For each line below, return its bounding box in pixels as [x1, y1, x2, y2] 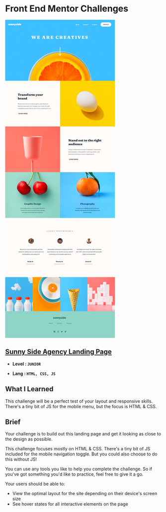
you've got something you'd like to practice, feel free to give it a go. [5, 471, 144, 477]
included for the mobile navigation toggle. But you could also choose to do [5, 451, 158, 457]
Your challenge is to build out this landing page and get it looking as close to [5, 431, 162, 437]
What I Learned [5, 385, 54, 393]
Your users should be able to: [5, 481, 66, 487]
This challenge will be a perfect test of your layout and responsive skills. [5, 398, 153, 404]
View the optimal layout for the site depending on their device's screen [12, 491, 158, 497]
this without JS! [5, 456, 37, 462]
